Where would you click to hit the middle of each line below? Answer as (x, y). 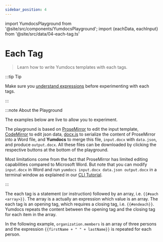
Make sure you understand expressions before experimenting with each (77, 86)
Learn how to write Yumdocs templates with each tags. (72, 67)
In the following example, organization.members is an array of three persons (81, 224)
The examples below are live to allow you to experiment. (61, 120)
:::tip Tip (13, 77)
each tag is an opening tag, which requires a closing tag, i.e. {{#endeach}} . (80, 204)
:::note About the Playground (34, 110)
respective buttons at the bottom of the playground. (57, 150)
